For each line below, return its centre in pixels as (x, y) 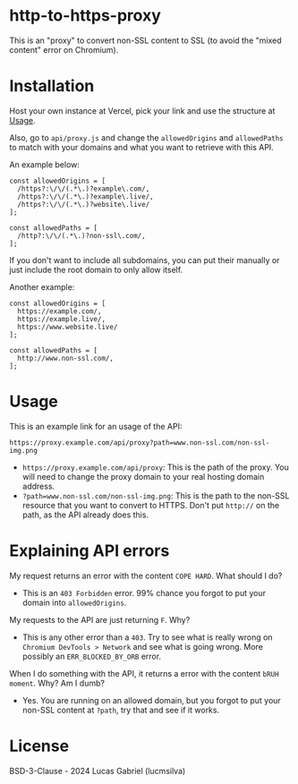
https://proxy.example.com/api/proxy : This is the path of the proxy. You (155, 467)
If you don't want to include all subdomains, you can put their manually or (145, 260)
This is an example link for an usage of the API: (96, 426)
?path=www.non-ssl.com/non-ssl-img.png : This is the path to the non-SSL (156, 495)
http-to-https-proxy (85, 16)
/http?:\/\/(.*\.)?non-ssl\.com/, (81, 235)
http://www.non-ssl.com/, (66, 358)
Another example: (42, 286)
